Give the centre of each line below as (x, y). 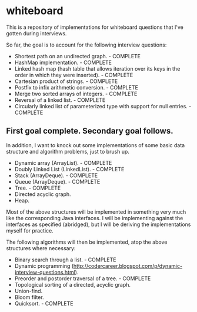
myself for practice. (30, 230)
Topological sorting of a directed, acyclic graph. (73, 284)
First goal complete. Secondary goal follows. (90, 131)
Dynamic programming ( (44, 265)
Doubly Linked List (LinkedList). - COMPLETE (69, 169)
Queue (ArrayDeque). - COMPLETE (57, 181)
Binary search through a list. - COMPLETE (65, 260)
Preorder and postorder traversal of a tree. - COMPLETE (83, 278)
